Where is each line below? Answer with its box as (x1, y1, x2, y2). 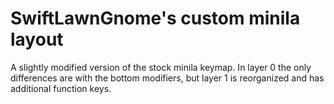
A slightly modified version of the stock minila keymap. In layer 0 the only (10, 61, 312, 73)
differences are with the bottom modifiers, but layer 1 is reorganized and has (10, 72, 325, 84)
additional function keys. (10, 82, 112, 94)
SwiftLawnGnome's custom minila (10, 7, 301, 30)
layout (10, 28, 64, 51)
